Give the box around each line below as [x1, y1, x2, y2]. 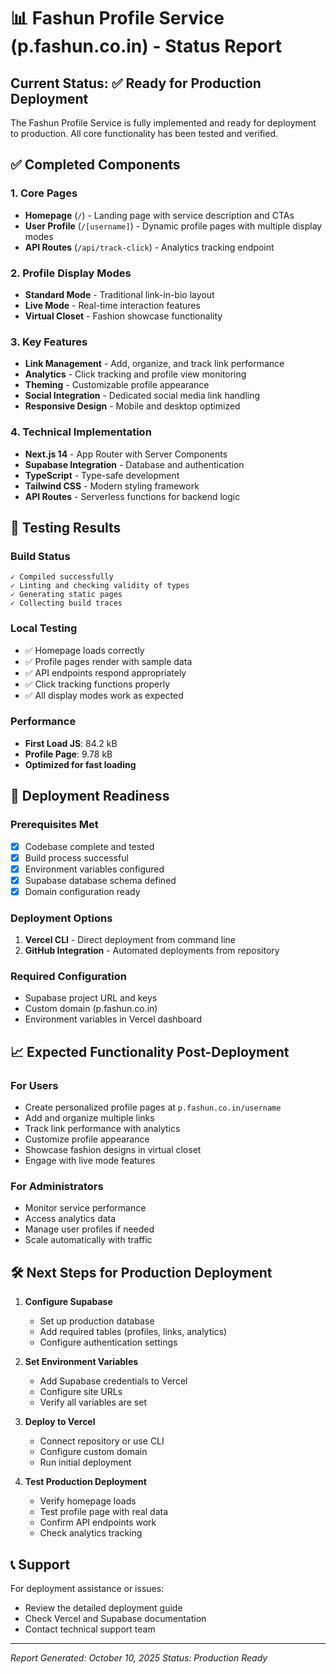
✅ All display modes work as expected [24, 689, 184, 701]
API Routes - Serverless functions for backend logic [24, 490, 241, 502]
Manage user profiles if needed [24, 1223, 155, 1235]
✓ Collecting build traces [10, 598, 123, 609]
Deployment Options [10, 911, 113, 925]
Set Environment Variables [24, 1356, 139, 1368]
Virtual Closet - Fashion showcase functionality [24, 310, 223, 322]
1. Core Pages [10, 186, 78, 200]
